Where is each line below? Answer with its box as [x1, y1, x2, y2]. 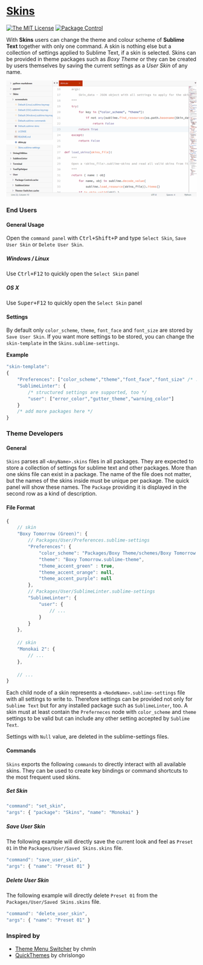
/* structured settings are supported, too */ [28, 389, 147, 395]
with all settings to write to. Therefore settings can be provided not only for [6, 696, 193, 703]
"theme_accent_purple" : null [38, 576, 112, 582]
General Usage [6, 221, 45, 228]
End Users [6, 206, 37, 214]
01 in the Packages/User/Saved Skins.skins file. [6, 844, 123, 852]
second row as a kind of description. [6, 490, 97, 497]
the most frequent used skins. [6, 773, 81, 781]
